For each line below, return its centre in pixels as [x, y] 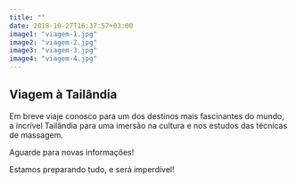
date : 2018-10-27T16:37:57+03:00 [71, 26]
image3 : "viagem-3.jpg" [53, 51]
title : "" [28, 17]
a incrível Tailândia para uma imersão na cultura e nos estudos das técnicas [148, 125]
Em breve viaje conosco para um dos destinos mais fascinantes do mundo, [147, 115]
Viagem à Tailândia [63, 95]
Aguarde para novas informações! [72, 152]
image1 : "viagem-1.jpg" [53, 34]
